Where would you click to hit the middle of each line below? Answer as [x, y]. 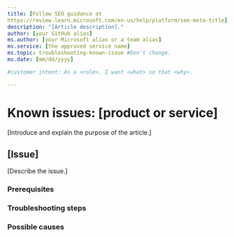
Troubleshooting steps [47, 208]
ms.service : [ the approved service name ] [69, 46]
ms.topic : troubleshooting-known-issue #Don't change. [89, 53]
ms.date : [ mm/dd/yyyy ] [40, 60]
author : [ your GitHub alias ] [50, 33]
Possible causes [36, 227]
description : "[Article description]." [66, 27]
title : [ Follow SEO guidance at [54, 14]
